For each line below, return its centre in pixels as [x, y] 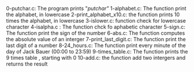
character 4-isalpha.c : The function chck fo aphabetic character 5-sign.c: [96, 27]
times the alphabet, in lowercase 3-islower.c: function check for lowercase [96, 21]
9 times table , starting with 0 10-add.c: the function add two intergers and [96, 58]
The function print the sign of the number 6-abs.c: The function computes [96, 33]
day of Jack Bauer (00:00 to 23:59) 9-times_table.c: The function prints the [97, 51]
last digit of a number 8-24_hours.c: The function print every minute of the [96, 45]
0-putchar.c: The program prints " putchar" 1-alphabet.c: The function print [96, 8]
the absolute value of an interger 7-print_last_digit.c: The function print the [96, 39]
